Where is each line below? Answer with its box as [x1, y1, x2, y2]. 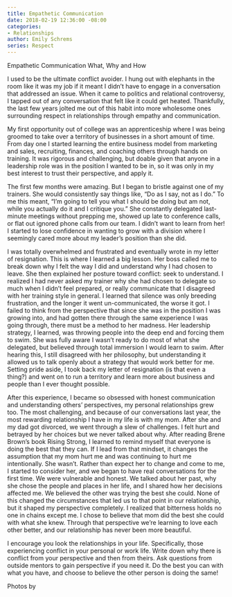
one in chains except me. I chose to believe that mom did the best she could [7, 511, 224, 519]
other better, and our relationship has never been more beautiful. [7, 526, 192, 534]
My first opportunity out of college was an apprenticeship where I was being [7, 125, 225, 133]
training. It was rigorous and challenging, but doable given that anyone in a [7, 154, 220, 163]
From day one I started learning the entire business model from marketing [7, 140, 217, 148]
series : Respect [7, 42, 54, 49]
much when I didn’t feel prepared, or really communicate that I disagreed [7, 285, 215, 292]
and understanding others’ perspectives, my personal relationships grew [7, 401, 215, 409]
